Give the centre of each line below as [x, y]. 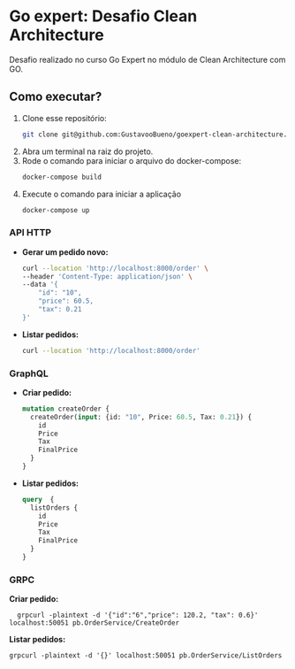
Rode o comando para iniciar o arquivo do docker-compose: [132, 160]
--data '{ [40, 285]
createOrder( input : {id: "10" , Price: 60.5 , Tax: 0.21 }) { [141, 417]
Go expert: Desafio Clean [103, 16]
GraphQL [29, 373]
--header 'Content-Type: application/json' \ [107, 276]
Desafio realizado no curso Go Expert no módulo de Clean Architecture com [147, 59]
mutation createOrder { [66, 409]
